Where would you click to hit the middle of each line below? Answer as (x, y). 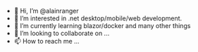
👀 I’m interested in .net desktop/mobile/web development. (98, 18)
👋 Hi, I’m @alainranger (46, 11)
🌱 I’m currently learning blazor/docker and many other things (102, 26)
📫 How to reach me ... (47, 41)
